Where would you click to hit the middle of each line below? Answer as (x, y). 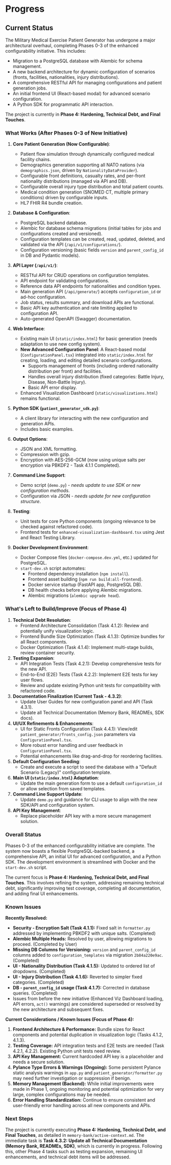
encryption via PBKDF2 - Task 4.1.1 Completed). (70, 465)
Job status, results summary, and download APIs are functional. (87, 303)
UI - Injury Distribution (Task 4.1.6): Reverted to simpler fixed (78, 977)
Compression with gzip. (45, 455)
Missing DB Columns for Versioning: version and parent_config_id (84, 950)
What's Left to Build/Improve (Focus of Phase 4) (66, 609)
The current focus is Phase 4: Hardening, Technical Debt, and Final (77, 877)
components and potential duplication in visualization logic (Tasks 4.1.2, (88, 1035)
